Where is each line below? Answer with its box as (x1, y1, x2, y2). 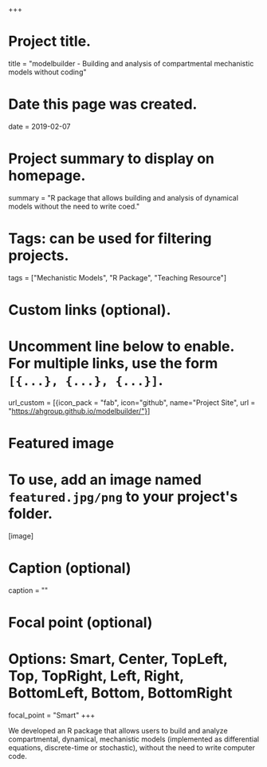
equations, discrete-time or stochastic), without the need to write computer (8, 743, 255, 753)
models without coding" (8, 67, 87, 77)
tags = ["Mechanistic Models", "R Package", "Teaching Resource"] (8, 272, 227, 282)
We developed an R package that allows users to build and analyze (8, 726, 229, 736)
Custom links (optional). (8, 300, 171, 319)
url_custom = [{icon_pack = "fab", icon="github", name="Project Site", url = (8, 397, 256, 407)
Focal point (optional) (8, 614, 153, 632)
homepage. (8, 167, 86, 185)
